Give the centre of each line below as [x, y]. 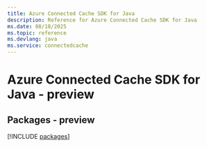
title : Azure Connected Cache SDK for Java [71, 13]
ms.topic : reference [37, 33]
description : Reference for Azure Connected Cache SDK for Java [102, 20]
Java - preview [51, 95]
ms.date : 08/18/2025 [37, 26]
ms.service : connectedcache [48, 46]
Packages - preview [51, 120]
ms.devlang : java [32, 39]
